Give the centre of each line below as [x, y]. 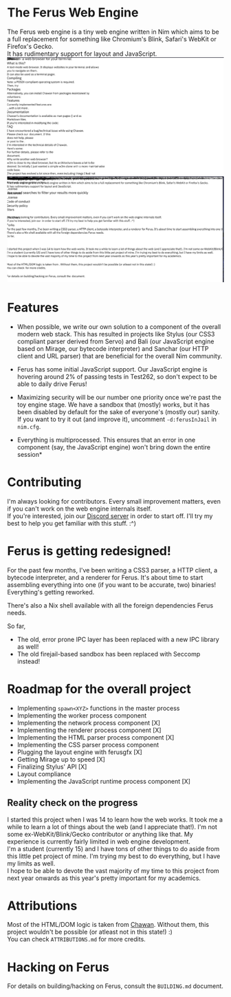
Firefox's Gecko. [30, 46]
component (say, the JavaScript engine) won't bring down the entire [114, 447]
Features [33, 308]
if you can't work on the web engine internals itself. [80, 508]
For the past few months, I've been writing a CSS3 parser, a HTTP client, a [112, 570]
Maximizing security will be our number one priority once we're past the [119, 397]
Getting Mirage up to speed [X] [61, 759]
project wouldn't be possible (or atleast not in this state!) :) [90, 932]
